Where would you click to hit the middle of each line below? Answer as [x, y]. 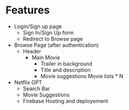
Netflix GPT [28, 82]
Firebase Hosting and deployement [65, 101]
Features [28, 10]
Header [32, 51]
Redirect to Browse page [53, 39]
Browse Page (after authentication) [57, 45]
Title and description [65, 70]
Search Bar [37, 88]
